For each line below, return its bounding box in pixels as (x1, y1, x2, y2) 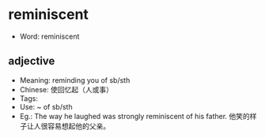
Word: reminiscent (19, 32, 80, 41)
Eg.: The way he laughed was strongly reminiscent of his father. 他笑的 (19, 111, 251, 121)
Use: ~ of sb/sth (19, 102, 73, 111)
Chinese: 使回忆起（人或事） (19, 84, 113, 94)
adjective (8, 54, 55, 68)
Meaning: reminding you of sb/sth (19, 75, 131, 84)
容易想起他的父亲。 (47, 121, 111, 131)
